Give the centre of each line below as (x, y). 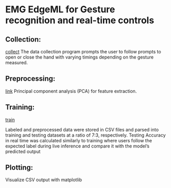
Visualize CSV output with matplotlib (44, 180)
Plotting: (19, 168)
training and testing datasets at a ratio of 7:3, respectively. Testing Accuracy (85, 135)
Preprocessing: (30, 79)
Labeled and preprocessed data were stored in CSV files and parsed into (82, 129)
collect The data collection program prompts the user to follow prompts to (83, 52)
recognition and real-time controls (80, 20)
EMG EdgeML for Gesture (60, 10)
